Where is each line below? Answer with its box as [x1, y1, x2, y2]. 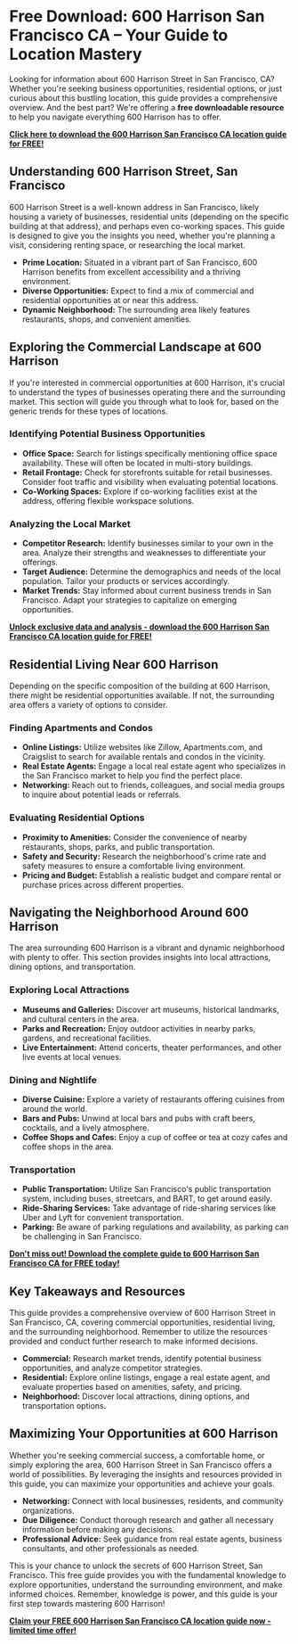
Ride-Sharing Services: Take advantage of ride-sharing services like [21, 1203, 277, 1213]
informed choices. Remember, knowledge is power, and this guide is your [9, 1589, 278, 1599]
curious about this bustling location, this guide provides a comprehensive [9, 92, 278, 103]
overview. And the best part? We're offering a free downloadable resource [9, 102, 285, 112]
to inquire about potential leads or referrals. [21, 789, 181, 800]
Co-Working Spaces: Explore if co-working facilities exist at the [21, 486, 258, 497]
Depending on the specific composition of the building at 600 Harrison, [9, 680, 270, 691]
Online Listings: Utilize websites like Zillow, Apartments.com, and [21, 742, 263, 752]
